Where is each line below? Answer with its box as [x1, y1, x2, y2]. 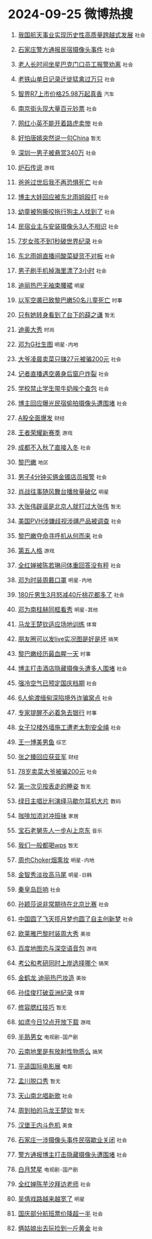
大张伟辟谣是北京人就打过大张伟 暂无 [17, 502, 122, 510]
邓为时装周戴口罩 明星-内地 [17, 575, 93, 584]
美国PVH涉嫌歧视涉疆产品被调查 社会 [17, 517, 122, 525]
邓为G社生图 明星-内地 [17, 340, 79, 348]
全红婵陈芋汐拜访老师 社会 [17, 1179, 91, 1188]
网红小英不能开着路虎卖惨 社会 [17, 119, 103, 127]
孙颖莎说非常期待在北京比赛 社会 [17, 899, 109, 908]
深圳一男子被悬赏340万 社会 [17, 148, 97, 157]
